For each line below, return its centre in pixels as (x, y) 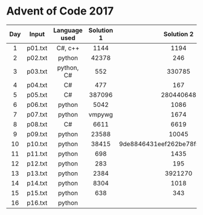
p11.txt (37, 153)
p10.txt (37, 144)
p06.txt (37, 104)
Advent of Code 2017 (60, 11)
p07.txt (37, 114)
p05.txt (37, 95)
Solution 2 (179, 34)
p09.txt (37, 134)
